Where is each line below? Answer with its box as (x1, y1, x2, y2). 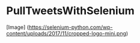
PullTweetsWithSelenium (6, 4, 135, 18)
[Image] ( (6, 24, 29, 31)
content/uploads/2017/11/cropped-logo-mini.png (6, 29, 127, 37)
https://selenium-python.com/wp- (28, 24, 113, 31)
